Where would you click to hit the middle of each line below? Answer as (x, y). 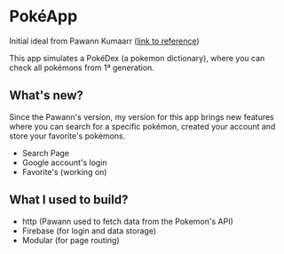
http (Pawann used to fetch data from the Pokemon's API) (127, 221)
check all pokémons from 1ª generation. (82, 67)
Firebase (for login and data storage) (89, 230)
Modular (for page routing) (71, 240)
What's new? (47, 95)
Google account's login (65, 163)
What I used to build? (69, 200)
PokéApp (43, 16)
